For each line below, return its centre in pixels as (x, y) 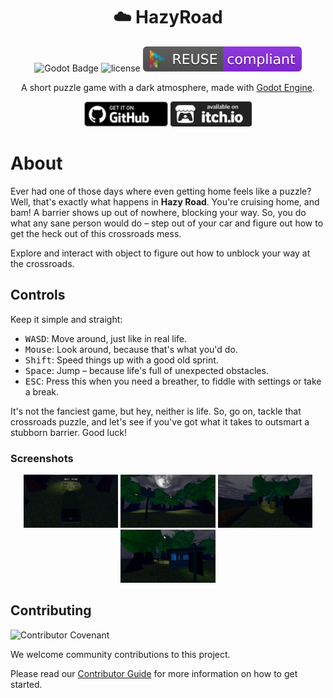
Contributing (51, 610)
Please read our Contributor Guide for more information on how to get (154, 673)
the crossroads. (42, 263)
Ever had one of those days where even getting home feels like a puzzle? (161, 191)
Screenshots (42, 458)
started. (26, 684)
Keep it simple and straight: (66, 319)
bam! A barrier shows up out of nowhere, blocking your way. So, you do (158, 212)
